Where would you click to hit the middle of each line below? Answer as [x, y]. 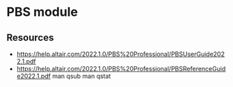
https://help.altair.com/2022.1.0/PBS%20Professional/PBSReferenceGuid [121, 69]
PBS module [42, 12]
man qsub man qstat [82, 76]
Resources [30, 38]
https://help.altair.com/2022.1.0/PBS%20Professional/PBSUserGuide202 [121, 54]
